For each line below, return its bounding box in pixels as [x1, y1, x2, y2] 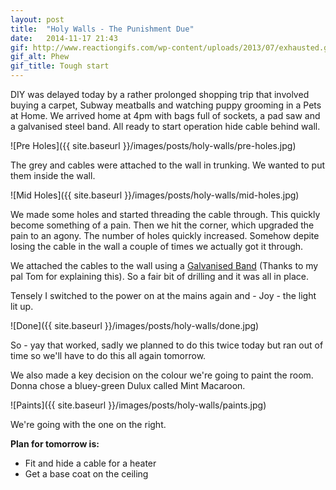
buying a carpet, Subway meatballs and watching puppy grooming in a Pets [10, 99, 322, 111]
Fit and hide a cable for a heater [24, 457, 157, 469]
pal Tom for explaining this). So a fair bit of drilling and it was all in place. [10, 271, 309, 282]
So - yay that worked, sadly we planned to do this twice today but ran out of [10, 339, 324, 351]
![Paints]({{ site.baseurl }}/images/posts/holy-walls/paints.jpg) [10, 399, 267, 411]
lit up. [10, 301, 34, 312]
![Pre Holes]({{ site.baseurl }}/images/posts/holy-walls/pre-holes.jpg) [10, 140, 297, 151]
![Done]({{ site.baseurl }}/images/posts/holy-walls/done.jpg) [10, 320, 260, 331]
